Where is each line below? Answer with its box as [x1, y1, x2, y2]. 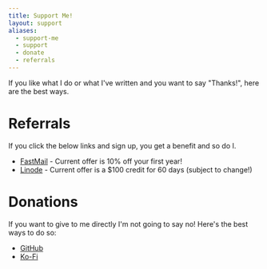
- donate [15, 49, 45, 57]
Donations [8, 193, 78, 211]
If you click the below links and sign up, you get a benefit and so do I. [8, 140, 237, 150]
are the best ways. [8, 86, 70, 96]
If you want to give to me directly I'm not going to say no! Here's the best [8, 219, 249, 228]
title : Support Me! [8, 11, 74, 20]
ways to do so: [8, 227, 57, 237]
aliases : [8, 26, 38, 34]
